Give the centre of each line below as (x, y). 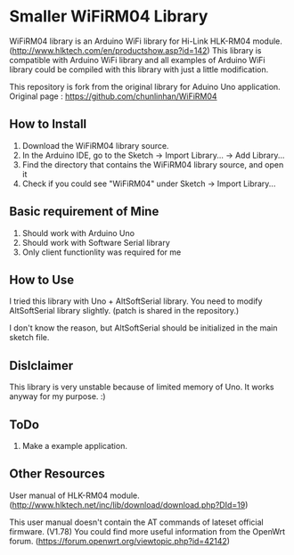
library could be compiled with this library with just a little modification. (139, 69)
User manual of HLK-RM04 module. (74, 495)
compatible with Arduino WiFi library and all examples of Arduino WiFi (137, 60)
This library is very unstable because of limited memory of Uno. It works (142, 387)
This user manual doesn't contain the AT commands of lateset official (137, 522)
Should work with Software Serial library (96, 242)
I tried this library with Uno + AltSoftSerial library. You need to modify (136, 301)
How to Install (48, 124)
